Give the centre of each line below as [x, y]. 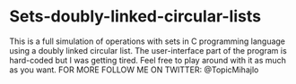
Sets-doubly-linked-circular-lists [135, 17]
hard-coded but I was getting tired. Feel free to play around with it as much [148, 60]
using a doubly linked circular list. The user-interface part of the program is [148, 50]
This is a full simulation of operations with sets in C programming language [147, 41]
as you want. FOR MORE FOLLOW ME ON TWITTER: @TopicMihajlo [134, 70]
